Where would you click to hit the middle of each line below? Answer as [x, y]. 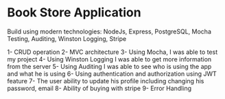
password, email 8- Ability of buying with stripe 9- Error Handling [99, 88]
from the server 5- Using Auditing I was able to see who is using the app [109, 66]
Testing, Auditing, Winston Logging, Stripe [67, 38]
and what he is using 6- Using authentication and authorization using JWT [112, 74]
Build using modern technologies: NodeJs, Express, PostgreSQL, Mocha [109, 31]
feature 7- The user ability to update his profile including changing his [106, 81]
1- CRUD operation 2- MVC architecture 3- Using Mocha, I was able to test [113, 52]
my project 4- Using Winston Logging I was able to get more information [109, 59]
